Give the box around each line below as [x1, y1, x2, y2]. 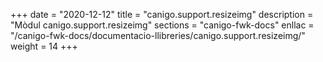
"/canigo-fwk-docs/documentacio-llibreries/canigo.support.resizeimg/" [10, 30, 306, 41]
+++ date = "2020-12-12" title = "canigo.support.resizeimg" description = [10, 9, 314, 20]
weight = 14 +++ [10, 40, 78, 52]
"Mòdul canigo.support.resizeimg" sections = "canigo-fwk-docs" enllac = [10, 19, 315, 31]
